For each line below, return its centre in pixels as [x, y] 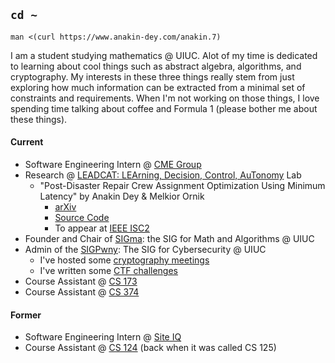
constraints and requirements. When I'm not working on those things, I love [165, 98]
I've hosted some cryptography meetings [124, 260]
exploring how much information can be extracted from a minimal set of [158, 87]
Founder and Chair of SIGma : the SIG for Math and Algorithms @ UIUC [169, 239]
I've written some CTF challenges [109, 271]
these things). [39, 119]
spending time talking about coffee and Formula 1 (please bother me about [164, 108]
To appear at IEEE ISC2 [102, 228]
